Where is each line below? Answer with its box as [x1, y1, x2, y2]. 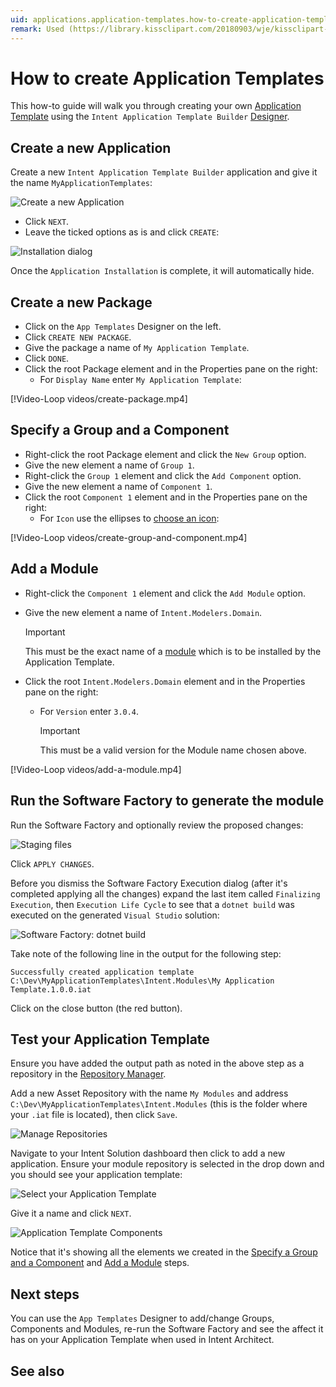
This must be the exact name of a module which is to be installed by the [24, 645, 322, 657]
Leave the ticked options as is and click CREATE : [24, 226, 220, 238]
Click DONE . [24, 352, 70, 365]
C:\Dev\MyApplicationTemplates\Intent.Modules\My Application [10, 976, 275, 986]
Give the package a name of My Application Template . [24, 342, 250, 354]
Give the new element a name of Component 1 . [24, 480, 213, 492]
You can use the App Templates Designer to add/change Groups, [10, 1312, 275, 1325]
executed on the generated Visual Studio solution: [10, 909, 220, 921]
